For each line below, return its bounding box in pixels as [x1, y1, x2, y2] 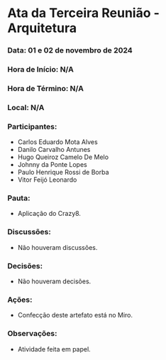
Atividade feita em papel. [17, 344, 91, 353]
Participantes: [7, 121, 57, 131]
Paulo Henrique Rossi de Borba [17, 168, 109, 177]
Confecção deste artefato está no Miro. [17, 311, 133, 320]
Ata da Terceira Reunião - [7, 5, 160, 21]
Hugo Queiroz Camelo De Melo [17, 153, 109, 161]
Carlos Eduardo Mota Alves [17, 138, 98, 146]
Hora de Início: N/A [7, 65, 74, 75]
